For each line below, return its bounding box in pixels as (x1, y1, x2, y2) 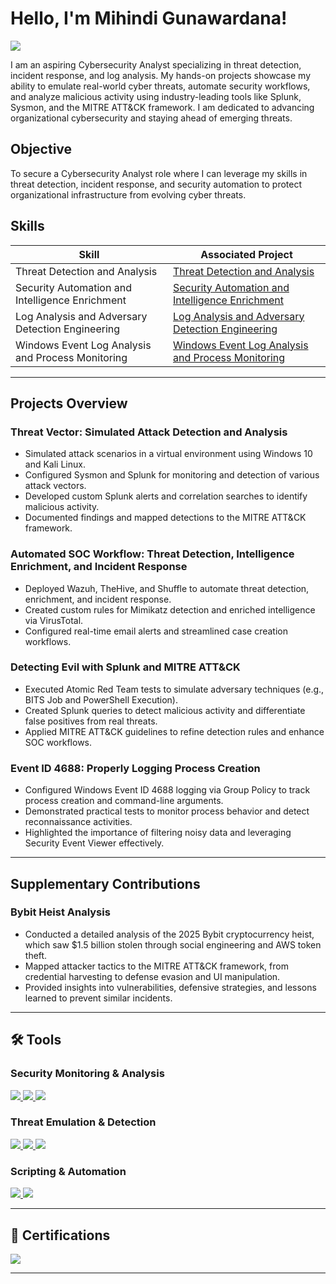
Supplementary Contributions (10, 875, 201, 892)
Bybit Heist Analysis (10, 905, 111, 919)
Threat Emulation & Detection (10, 1115, 157, 1129)
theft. (24, 949, 48, 961)
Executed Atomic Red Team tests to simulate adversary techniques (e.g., (24, 683, 325, 695)
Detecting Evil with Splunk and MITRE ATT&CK (10, 660, 241, 674)
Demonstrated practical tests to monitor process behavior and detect (24, 805, 310, 817)
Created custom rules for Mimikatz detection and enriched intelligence (24, 603, 316, 616)
